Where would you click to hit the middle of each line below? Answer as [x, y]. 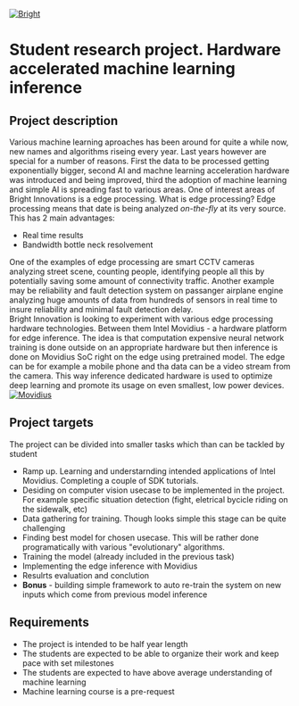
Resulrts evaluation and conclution [86, 575]
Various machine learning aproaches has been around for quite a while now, [149, 142]
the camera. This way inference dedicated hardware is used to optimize [141, 376]
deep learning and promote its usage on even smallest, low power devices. [147, 385]
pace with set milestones [68, 663]
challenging [43, 527]
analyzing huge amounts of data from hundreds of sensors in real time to [144, 300]
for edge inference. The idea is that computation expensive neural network [147, 338]
